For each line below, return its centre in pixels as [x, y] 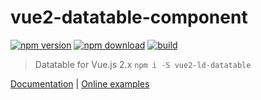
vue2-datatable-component [129, 17]
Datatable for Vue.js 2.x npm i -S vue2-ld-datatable [143, 64]
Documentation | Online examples [80, 83]
